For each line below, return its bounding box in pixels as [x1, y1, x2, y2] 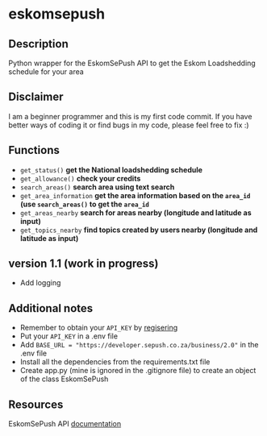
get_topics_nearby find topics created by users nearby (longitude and [19, 225, 258, 235]
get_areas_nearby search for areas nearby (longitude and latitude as [19, 207, 252, 218]
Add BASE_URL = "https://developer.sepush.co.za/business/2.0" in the [19, 340, 260, 350]
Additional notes [8, 301, 94, 315]
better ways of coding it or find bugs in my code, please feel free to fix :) [8, 120, 249, 130]
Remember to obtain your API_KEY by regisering [19, 323, 178, 333]
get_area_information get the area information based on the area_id [19, 190, 251, 200]
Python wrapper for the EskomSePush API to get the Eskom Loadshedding [8, 58, 256, 68]
